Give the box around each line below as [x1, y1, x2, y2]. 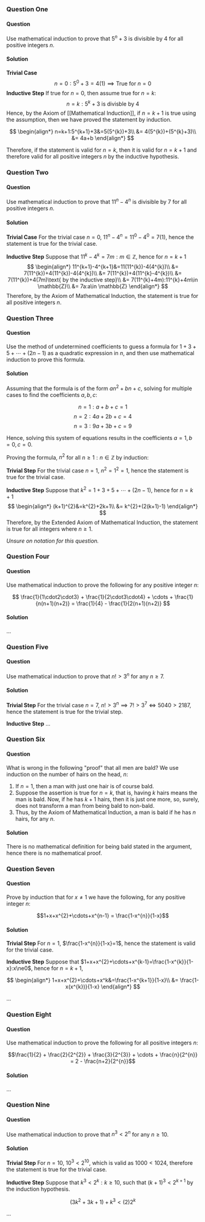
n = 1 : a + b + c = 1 [78, 403, 128, 410]
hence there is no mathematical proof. [6, 849, 102, 856]
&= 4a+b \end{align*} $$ [71, 135, 135, 142]
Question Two [6, 168, 49, 177]
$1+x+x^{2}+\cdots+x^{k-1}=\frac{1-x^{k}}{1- [80, 958, 194, 966]
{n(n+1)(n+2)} [35, 600, 70, 607]
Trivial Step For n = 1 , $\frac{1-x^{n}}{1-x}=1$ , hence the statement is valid [6, 939, 196, 947]
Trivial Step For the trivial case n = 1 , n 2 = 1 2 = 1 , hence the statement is [6, 466, 189, 474]
